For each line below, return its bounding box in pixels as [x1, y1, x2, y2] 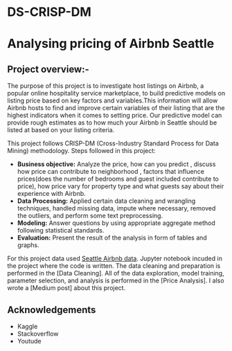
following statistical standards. [17, 226, 105, 235]
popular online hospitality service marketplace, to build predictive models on [7, 89, 226, 98]
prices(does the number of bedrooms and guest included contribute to [17, 174, 220, 183]
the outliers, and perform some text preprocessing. [17, 212, 163, 220]
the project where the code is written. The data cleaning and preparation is [7, 262, 221, 270]
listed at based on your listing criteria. [7, 126, 115, 134]
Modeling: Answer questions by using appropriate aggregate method [17, 219, 216, 227]
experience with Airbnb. [17, 190, 87, 198]
